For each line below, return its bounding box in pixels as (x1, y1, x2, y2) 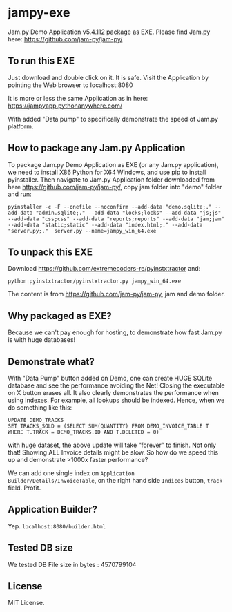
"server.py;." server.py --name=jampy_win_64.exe (8, 227, 157, 234)
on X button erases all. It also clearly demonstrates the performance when (8, 389, 220, 396)
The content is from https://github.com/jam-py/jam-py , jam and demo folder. (8, 290, 225, 298)
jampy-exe (8, 5, 70, 21)
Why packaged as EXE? (8, 309, 113, 322)
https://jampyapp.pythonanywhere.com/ (8, 102, 123, 110)
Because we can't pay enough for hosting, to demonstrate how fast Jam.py (8, 328, 222, 336)
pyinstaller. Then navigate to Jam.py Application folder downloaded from (8, 175, 215, 184)
